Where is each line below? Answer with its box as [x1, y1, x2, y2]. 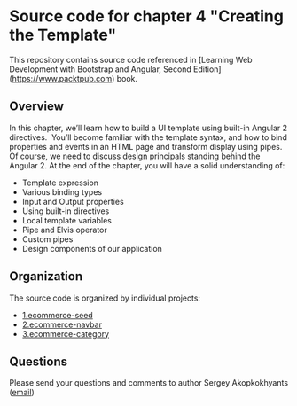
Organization [9, 269, 82, 285]
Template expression [21, 177, 99, 188]
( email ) [9, 387, 35, 398]
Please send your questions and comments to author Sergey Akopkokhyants [9, 378, 289, 388]
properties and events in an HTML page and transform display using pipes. [9, 141, 283, 152]
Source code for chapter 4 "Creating [9, 6, 284, 27]
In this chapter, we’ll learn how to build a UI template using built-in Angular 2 [9, 122, 288, 133]
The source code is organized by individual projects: [9, 293, 201, 303]
